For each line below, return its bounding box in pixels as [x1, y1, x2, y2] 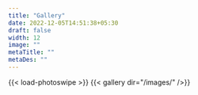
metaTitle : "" [8, 48, 55, 56]
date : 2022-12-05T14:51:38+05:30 [8, 19, 119, 27]
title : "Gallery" [8, 11, 66, 20]
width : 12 [8, 33, 41, 42]
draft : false [8, 26, 51, 34]
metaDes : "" [8, 56, 48, 64]
